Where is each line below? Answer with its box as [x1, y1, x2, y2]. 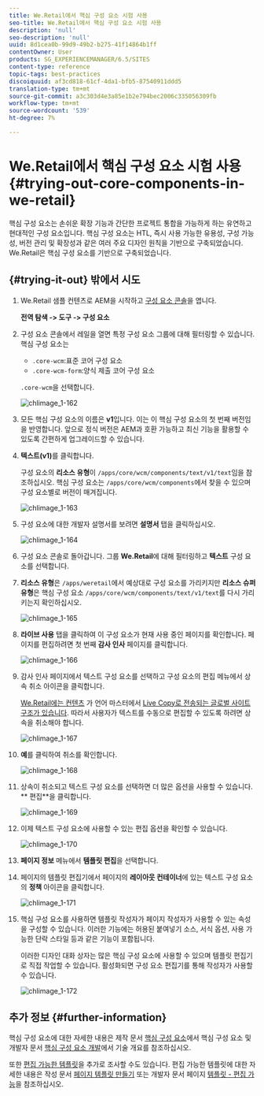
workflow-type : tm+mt [9, 99, 80, 107]
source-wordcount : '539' [9, 107, 90, 115]
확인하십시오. [41, 597, 82, 607]
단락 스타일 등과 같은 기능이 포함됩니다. [35, 934, 156, 943]
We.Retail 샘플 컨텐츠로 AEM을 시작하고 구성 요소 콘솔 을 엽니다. [20, 295, 217, 305]
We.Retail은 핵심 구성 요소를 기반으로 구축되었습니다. [9, 247, 171, 257]
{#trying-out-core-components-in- [9, 175, 246, 193]
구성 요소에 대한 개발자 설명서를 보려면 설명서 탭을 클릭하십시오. [20, 519, 215, 529]
